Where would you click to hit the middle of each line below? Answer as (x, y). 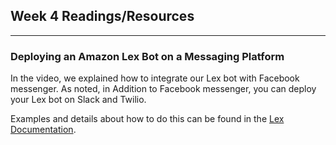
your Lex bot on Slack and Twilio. (78, 100)
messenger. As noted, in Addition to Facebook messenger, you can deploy (163, 89)
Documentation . (43, 130)
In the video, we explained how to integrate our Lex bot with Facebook (155, 78)
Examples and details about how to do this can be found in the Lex (147, 119)
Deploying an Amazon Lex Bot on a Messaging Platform (147, 56)
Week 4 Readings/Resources (102, 16)
